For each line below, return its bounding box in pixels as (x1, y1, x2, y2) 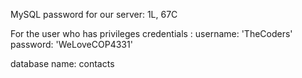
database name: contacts (10, 58, 115, 69)
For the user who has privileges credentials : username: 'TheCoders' (10, 28, 293, 39)
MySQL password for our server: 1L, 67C (10, 9, 178, 20)
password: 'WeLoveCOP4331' (10, 39, 133, 50)
